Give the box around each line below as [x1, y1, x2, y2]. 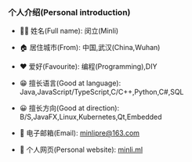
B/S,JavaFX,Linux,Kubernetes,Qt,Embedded [19, 112, 162, 122]
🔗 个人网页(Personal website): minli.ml [19, 145, 143, 154]
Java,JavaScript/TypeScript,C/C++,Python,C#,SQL [19, 88, 184, 97]
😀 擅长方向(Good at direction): [19, 103, 120, 113]
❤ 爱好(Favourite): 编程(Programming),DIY [19, 62, 158, 71]
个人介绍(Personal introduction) [8, 6, 131, 17]
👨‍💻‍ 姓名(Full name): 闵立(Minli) [19, 26, 119, 36]
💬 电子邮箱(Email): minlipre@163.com [19, 128, 139, 138]
